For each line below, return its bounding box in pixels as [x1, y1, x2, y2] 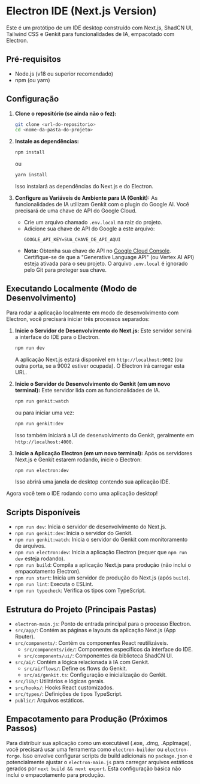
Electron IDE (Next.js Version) [6, 4, 157, 18]
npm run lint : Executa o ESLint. [14, 581, 94, 588]
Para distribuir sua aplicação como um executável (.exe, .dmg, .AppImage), [6, 739, 192, 746]
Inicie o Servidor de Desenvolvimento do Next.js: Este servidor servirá [14, 327, 192, 334]
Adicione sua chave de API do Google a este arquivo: [23, 225, 155, 232]
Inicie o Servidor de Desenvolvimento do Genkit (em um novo [14, 380, 171, 388]
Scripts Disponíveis [6, 507, 81, 517]
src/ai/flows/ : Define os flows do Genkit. [23, 665, 128, 672]
